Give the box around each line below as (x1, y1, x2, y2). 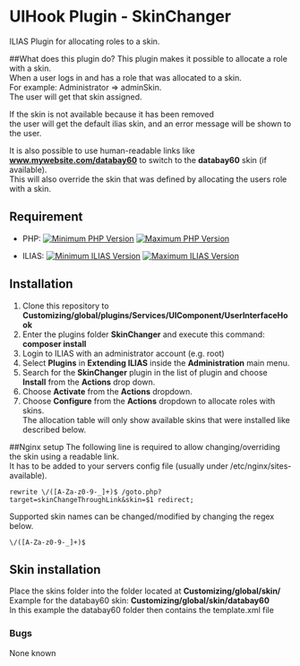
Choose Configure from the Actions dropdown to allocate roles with (21, 395, 276, 406)
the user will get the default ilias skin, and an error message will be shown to (9, 118, 292, 129)
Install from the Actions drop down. (21, 376, 156, 387)
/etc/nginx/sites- (229, 460, 292, 471)
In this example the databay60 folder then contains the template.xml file (9, 605, 275, 616)
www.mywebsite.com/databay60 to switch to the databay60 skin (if (9, 154, 267, 165)
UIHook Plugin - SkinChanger (9, 6, 231, 27)
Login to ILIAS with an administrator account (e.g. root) (21, 348, 226, 359)
